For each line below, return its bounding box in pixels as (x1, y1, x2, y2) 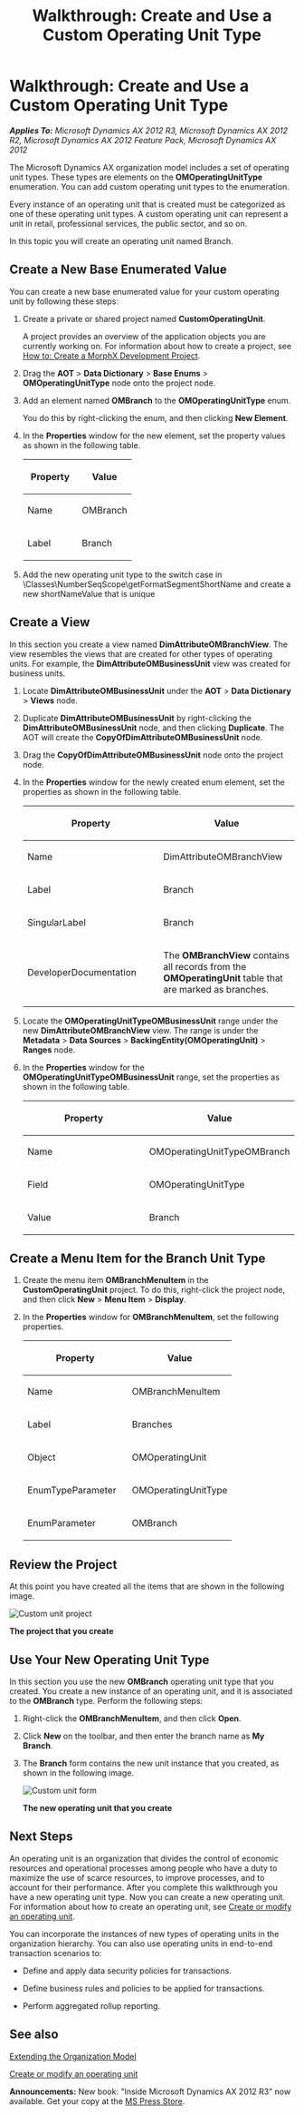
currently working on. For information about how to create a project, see (22, 340, 292, 351)
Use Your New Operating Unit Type (9, 1652, 210, 1668)
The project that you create (9, 1626, 115, 1637)
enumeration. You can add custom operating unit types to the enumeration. (9, 181, 290, 191)
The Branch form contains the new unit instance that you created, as (22, 1758, 280, 1768)
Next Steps (9, 1829, 73, 1845)
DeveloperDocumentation (26, 965, 138, 978)
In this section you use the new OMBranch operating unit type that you (9, 1676, 274, 1687)
